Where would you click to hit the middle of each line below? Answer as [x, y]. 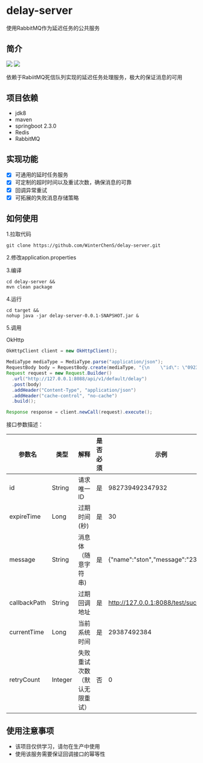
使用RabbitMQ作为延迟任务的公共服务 [53, 28]
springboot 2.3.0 [36, 126]
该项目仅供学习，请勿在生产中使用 [57, 746]
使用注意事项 [30, 731]
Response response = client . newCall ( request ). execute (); [79, 412]
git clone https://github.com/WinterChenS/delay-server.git [84, 245]
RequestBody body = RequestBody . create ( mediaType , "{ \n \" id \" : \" [97, 368]
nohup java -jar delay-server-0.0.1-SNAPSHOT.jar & [72, 316]
